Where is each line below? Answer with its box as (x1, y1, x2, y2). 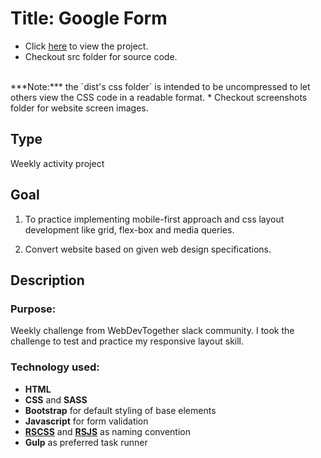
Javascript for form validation (24, 415, 149, 427)
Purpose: (10, 302, 57, 316)
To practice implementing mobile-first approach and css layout (24, 213, 285, 225)
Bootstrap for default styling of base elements (24, 404, 217, 416)
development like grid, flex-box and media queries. (24, 223, 235, 236)
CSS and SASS (24, 393, 88, 406)
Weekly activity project (10, 157, 105, 169)
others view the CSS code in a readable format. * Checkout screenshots (10, 91, 308, 103)
